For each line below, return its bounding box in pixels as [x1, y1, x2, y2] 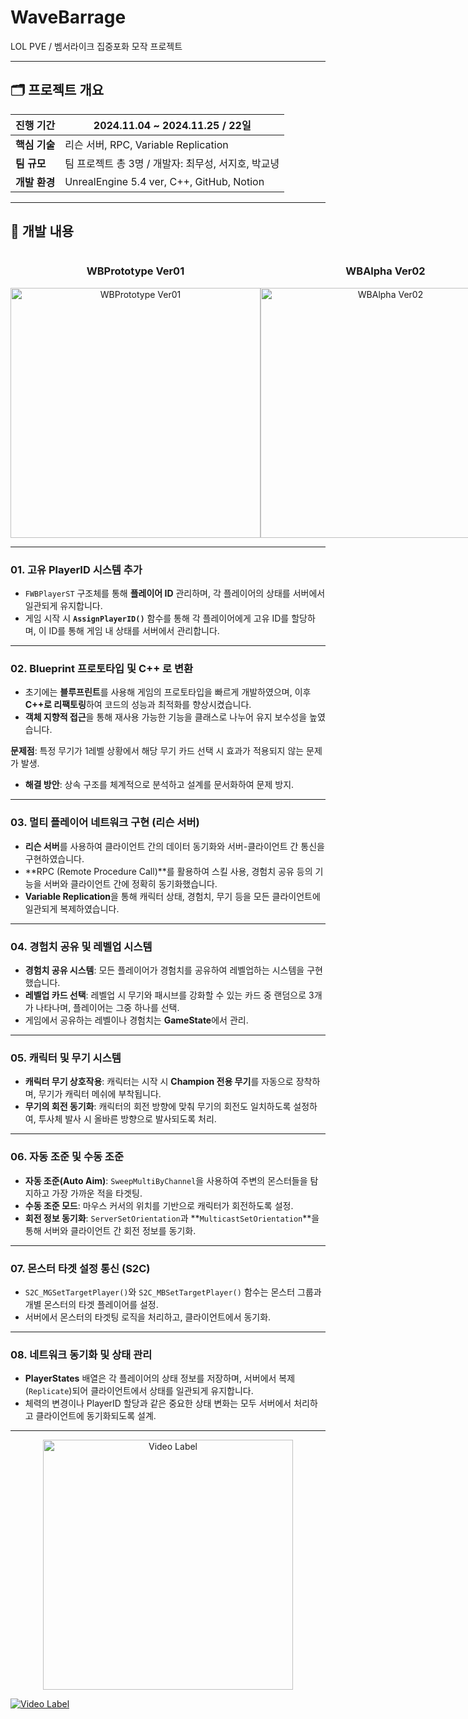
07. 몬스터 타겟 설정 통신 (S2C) [10, 1261, 151, 1275]
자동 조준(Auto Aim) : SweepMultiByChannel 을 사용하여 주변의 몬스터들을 [24, 1174, 308, 1186]
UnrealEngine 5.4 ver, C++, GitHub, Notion [64, 174, 265, 188]
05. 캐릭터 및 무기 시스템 [10, 1051, 122, 1065]
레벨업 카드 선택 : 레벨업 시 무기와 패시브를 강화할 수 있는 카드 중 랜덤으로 [24, 989, 307, 1001]
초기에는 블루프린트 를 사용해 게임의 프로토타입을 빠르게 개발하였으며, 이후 [24, 686, 312, 698]
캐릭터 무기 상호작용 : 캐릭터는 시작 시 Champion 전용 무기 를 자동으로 [24, 1076, 294, 1088]
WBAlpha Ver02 [345, 264, 426, 278]
